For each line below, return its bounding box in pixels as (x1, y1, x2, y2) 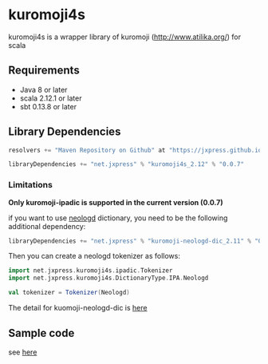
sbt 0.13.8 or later (19, 101, 77, 111)
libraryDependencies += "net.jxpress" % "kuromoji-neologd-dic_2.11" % (8, 237, 251, 245)
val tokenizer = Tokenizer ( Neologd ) (8, 289, 130, 297)
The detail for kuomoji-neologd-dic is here (8, 303, 148, 313)
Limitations (8, 180, 53, 191)
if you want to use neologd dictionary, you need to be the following (8, 213, 228, 223)
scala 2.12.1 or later (19, 93, 82, 103)
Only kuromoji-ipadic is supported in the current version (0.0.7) (8, 197, 223, 207)
